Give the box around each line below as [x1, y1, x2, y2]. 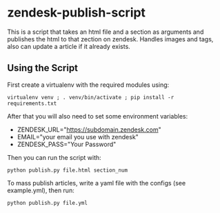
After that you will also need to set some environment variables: [7, 112, 188, 120]
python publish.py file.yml [7, 199, 88, 206]
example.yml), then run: [7, 186, 74, 194]
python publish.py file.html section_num [7, 167, 128, 174]
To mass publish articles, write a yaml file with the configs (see [7, 179, 186, 187]
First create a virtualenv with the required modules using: [7, 81, 170, 89]
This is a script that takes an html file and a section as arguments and [7, 28, 204, 36]
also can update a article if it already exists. [7, 42, 131, 50]
